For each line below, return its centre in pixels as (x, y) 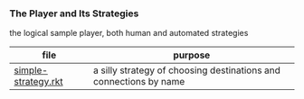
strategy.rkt (38, 82)
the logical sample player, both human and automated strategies (129, 33)
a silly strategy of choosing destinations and (187, 70)
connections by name (139, 82)
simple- (31, 70)
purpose (192, 55)
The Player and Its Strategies (74, 13)
